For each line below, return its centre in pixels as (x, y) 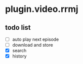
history (20, 56)
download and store (33, 45)
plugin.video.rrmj (42, 9)
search (19, 51)
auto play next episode (36, 39)
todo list (18, 28)
